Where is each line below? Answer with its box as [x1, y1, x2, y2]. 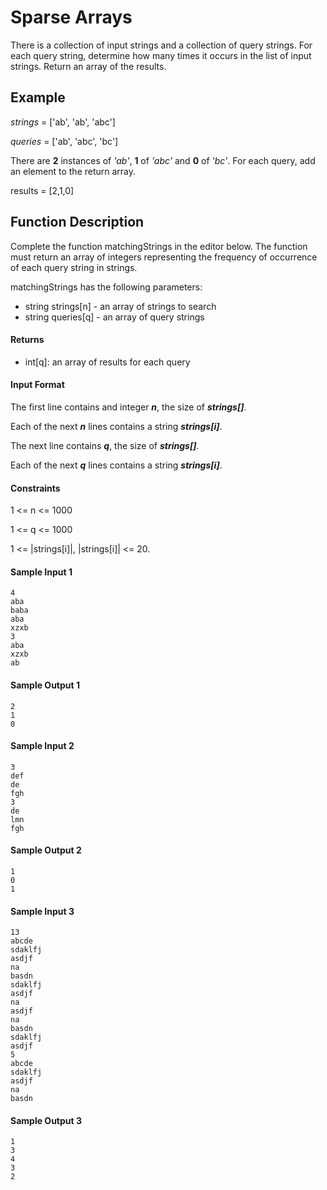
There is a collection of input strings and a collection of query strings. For [10, 39, 313, 51]
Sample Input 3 [10, 905, 75, 917]
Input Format [10, 379, 65, 391]
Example [10, 89, 66, 106]
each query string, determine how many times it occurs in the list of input [10, 49, 312, 61]
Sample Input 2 [10, 740, 75, 752]
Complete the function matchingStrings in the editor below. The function [10, 240, 308, 252]
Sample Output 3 [10, 1114, 82, 1126]
